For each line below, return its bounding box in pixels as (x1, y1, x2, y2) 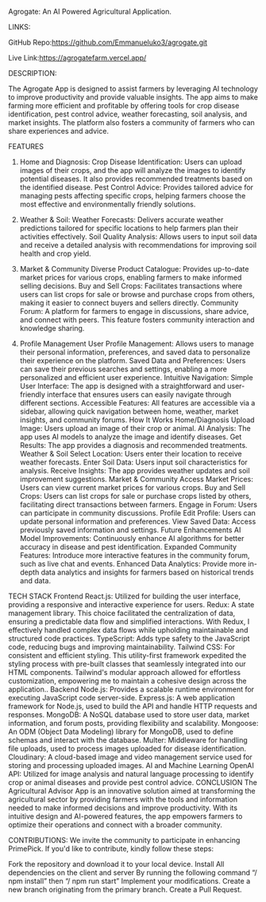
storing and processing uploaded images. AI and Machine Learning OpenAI (8, 761, 254, 770)
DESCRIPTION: (8, 69, 57, 78)
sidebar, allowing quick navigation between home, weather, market (19, 406, 239, 416)
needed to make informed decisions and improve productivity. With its (8, 803, 238, 812)
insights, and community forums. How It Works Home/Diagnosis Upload (19, 415, 256, 425)
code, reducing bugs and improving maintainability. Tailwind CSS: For (8, 642, 236, 652)
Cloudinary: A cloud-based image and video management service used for (8, 752, 253, 762)
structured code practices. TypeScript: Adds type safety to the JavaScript (8, 633, 250, 643)
